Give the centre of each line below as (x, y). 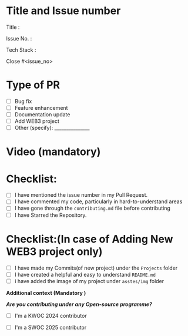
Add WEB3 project (37, 121)
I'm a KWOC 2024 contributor (51, 315)
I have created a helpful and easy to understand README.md (85, 274)
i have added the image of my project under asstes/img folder (89, 281)
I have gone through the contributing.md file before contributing (92, 208)
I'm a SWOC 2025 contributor (51, 327)
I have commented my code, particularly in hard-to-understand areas (98, 201)
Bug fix (23, 101)
